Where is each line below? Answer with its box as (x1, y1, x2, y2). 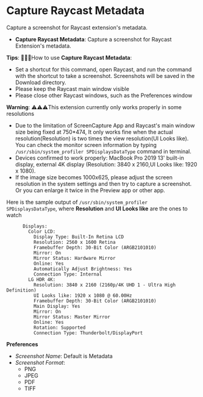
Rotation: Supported (33, 324, 86, 331)
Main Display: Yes (33, 303, 80, 309)
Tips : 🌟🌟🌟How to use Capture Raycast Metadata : (6, 54, 132, 61)
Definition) (6, 287, 37, 293)
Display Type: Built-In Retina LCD (33, 234, 124, 240)
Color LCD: (28, 228, 56, 235)
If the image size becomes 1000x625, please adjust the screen (15, 173, 173, 181)
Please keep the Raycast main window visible (15, 85, 130, 92)
